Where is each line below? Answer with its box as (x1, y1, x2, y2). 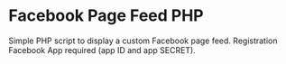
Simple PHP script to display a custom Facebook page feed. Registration (8, 35, 278, 46)
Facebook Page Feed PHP (8, 5, 204, 26)
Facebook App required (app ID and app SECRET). (8, 44, 196, 55)
